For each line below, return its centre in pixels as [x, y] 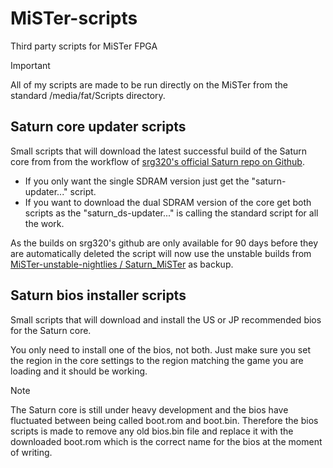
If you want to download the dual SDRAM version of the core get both [168, 202]
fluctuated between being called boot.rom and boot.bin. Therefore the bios [164, 420]
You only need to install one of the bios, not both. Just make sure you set [160, 349]
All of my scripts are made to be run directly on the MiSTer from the [149, 84]
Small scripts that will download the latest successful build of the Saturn [159, 151]
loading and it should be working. [79, 371]
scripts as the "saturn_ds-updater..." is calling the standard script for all [171, 213]
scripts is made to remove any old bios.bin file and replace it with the [152, 431]
